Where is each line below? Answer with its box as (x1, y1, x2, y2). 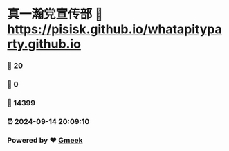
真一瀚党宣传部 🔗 (7, 6, 104, 22)
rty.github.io (7, 36, 82, 52)
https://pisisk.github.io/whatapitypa (7, 21, 223, 37)
